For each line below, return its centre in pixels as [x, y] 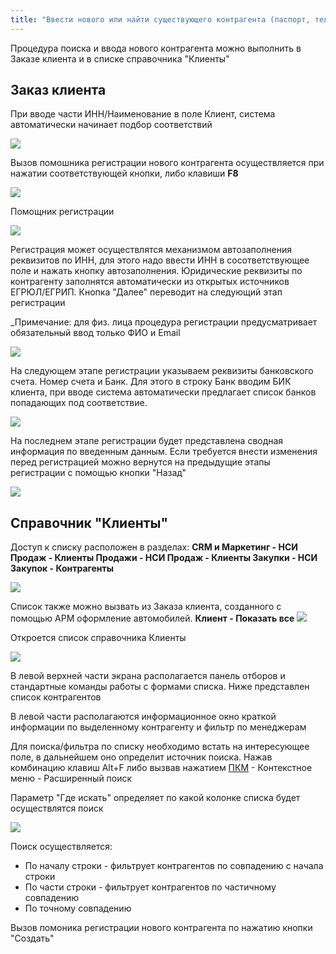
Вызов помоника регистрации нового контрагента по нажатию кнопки [161, 928]
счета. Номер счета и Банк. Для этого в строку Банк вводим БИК [151, 382]
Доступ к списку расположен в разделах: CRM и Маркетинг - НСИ [154, 547]
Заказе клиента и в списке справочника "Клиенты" [120, 58]
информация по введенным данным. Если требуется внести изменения [164, 452]
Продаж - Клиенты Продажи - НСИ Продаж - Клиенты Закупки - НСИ [164, 558]
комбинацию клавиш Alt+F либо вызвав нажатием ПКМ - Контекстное [161, 768]
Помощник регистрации [62, 212]
